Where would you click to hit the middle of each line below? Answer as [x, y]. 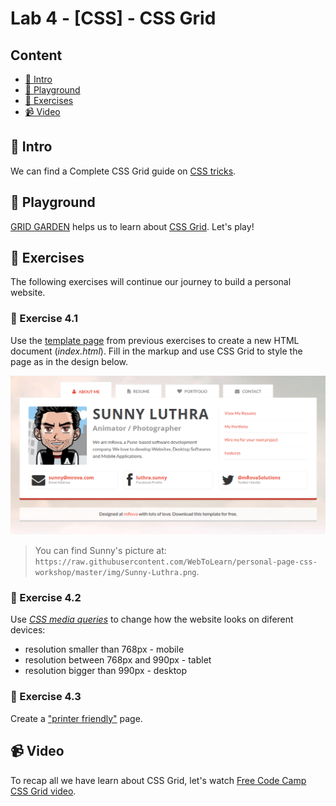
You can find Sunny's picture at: [100, 551]
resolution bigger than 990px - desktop [106, 671]
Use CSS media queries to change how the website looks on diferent [152, 619]
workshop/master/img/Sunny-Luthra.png [115, 573]
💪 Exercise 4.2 [46, 598]
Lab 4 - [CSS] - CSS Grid [113, 18]
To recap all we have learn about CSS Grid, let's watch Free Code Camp [158, 780]
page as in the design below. [69, 361]
